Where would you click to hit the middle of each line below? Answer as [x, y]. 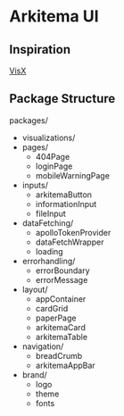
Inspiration [40, 50]
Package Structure [62, 99]
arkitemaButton [63, 195]
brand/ [34, 374]
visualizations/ [49, 137]
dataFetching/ [48, 223]
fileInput [51, 213]
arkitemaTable [61, 337]
